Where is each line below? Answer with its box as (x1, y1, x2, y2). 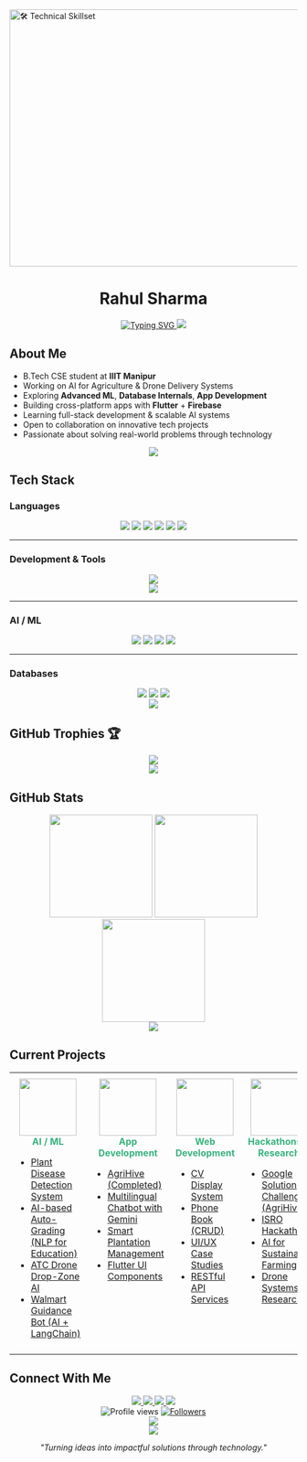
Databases (9, 667, 58, 679)
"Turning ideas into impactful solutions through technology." (39, 1442, 268, 1453)
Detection (30, 1179, 73, 1191)
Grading (30, 1224, 66, 1237)
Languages (9, 500, 61, 513)
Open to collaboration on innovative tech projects (22, 419, 209, 430)
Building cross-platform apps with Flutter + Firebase (22, 400, 222, 411)
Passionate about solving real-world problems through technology (22, 429, 272, 440)
